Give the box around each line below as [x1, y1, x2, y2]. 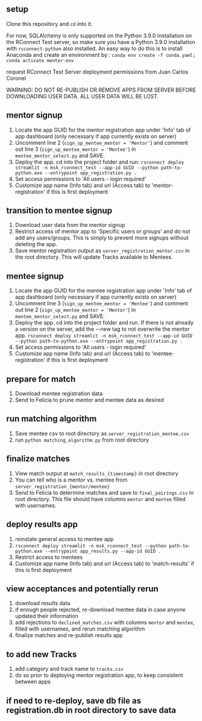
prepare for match [6, 373, 76, 384]
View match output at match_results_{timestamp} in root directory [14, 469, 179, 477]
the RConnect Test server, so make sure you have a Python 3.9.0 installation [6, 38, 196, 45]
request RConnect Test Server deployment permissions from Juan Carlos [6, 68, 189, 75]
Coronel [6, 74, 26, 81]
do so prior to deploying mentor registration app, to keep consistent [14, 672, 183, 679]
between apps [14, 678, 51, 685]
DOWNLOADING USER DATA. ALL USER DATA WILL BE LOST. [6, 92, 159, 100]
